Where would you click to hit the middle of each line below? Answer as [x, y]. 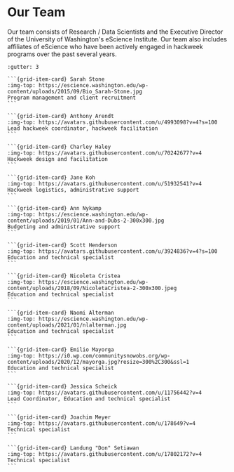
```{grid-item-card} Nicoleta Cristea [64, 276]
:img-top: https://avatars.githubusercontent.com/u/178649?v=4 [102, 423]
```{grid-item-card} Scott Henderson [62, 245]
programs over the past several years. [62, 54]
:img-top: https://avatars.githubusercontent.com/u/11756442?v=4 [104, 393]
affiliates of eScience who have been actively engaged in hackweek [105, 46]
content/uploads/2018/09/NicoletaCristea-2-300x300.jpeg [92, 288]
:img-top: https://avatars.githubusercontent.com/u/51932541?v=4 [104, 183]
